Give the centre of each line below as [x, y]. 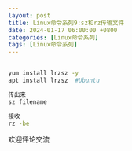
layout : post [29, 15]
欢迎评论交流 [29, 139]
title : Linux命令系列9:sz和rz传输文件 [66, 23]
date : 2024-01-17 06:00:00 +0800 [63, 30]
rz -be [19, 123]
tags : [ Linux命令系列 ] [43, 45]
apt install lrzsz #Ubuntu [54, 80]
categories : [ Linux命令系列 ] [53, 37]
